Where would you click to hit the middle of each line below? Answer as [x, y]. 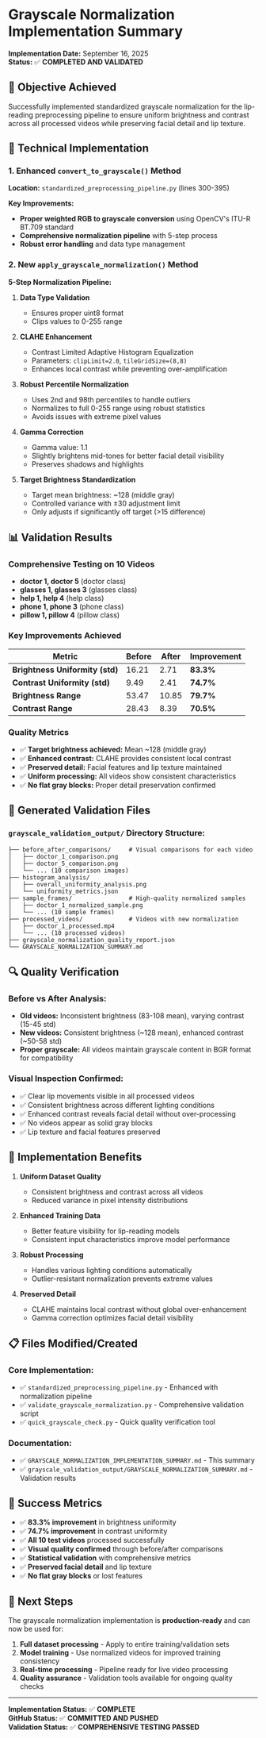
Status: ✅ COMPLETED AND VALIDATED [76, 62]
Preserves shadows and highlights [87, 464]
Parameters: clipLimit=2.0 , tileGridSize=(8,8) [109, 360]
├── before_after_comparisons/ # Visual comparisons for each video [131, 850]
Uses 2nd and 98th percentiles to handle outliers [111, 399]
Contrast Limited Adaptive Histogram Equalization [112, 352]
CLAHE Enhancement [56, 336]
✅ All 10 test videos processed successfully [92, 1540]
